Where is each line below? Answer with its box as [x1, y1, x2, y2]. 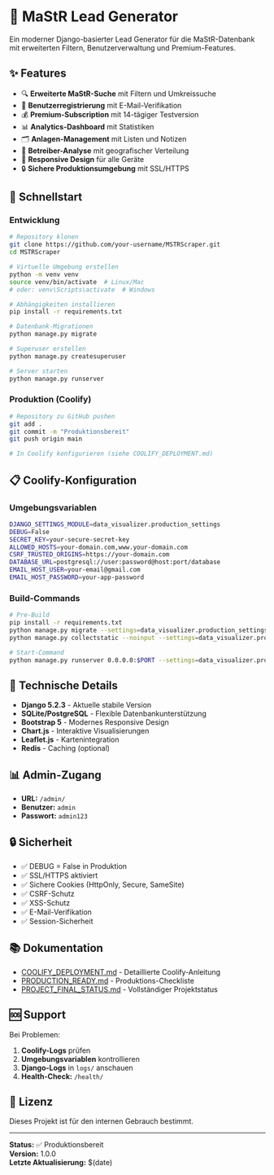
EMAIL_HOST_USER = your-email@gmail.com [9, 566, 141, 574]
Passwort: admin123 [20, 811, 88, 821]
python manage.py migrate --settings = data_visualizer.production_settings [9, 626, 268, 634]
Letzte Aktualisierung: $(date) [9, 1158, 113, 1168]
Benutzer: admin [20, 802, 76, 813]
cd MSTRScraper [9, 248, 61, 256]
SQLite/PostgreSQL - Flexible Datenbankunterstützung [20, 708, 207, 719]
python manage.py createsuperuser [9, 352, 127, 361]
